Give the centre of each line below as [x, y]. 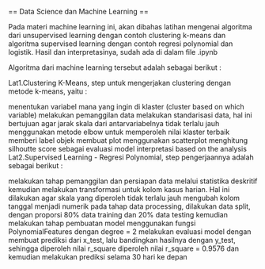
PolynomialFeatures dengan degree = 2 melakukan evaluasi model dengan [130, 232]
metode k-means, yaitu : [48, 91]
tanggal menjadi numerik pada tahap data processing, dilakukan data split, [129, 206]
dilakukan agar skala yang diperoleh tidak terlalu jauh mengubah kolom [124, 198]
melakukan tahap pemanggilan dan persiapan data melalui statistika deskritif [133, 181]
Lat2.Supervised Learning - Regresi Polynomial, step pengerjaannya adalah [131, 157]
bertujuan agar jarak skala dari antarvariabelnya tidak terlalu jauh [114, 123]
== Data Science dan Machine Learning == [78, 12]
